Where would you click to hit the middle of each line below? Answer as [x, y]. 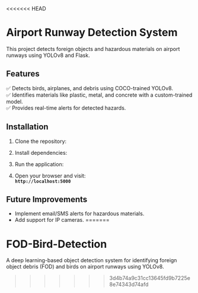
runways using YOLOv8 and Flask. [48, 55]
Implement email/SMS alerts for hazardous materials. [79, 214]
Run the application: [39, 164]
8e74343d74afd [129, 285]
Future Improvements [47, 199]
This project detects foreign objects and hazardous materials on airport [93, 49]
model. [15, 101]
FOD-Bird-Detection [57, 244]
